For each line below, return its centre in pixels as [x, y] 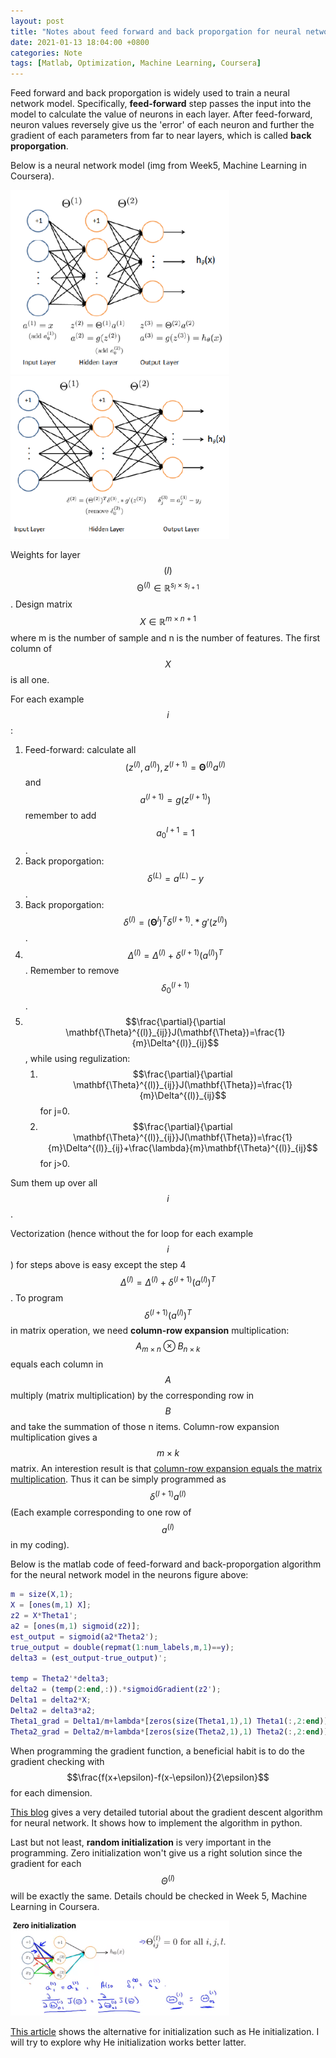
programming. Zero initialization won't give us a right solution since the [156, 1852]
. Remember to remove [72, 971]
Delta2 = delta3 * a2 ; [53, 1710]
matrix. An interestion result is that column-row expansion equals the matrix [166, 1468]
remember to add [60, 816]
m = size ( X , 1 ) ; [42, 1595]
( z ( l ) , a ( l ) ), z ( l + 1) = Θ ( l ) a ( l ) [175, 766]
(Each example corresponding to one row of [101, 1512]
